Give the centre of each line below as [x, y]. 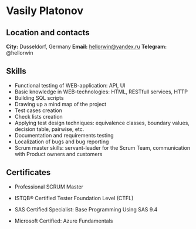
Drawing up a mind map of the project [60, 104]
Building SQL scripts [39, 97]
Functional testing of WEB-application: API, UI [70, 85]
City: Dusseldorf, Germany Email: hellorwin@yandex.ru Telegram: [87, 46]
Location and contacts [48, 33]
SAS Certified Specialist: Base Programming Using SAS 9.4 [86, 209]
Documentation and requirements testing [64, 135]
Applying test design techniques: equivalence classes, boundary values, [102, 123]
